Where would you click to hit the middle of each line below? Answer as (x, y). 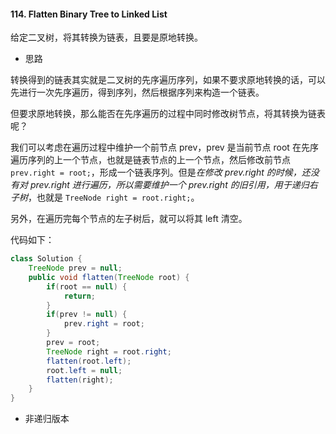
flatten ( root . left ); (89, 361)
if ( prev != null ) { (87, 315)
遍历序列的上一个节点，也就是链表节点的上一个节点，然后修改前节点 (150, 160)
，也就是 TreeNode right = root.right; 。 (114, 197)
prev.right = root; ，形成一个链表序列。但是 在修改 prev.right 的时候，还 (160, 172)
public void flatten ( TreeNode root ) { (109, 277)
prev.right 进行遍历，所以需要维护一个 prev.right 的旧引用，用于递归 (169, 185)
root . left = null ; (84, 370)
